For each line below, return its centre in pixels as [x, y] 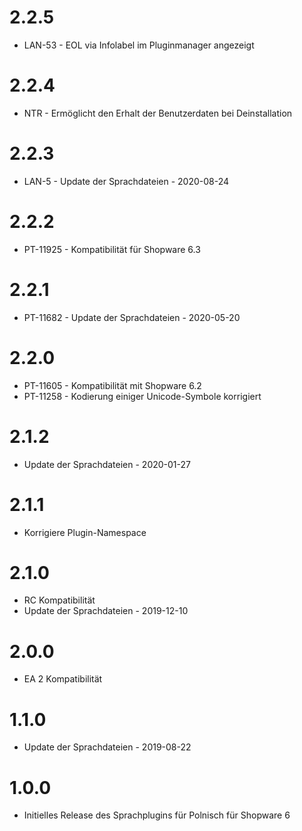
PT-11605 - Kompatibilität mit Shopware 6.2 [112, 385]
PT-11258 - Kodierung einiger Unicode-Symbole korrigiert [142, 396]
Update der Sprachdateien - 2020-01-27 [107, 464]
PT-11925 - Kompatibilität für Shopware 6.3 [112, 249]
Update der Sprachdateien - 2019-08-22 [107, 747]
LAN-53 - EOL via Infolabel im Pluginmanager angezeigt [139, 45]
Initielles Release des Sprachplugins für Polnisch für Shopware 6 [157, 815]
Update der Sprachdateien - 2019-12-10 [106, 611]
